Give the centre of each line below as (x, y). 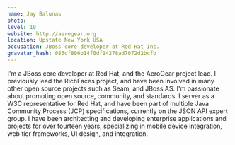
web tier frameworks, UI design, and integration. (78, 133)
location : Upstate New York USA (55, 40)
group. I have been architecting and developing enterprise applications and (117, 118)
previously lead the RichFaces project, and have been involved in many (111, 81)
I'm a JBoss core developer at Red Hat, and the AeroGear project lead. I (111, 73)
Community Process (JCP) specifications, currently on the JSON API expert (117, 111)
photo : (17, 21)
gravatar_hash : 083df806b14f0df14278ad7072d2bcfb (82, 54)
